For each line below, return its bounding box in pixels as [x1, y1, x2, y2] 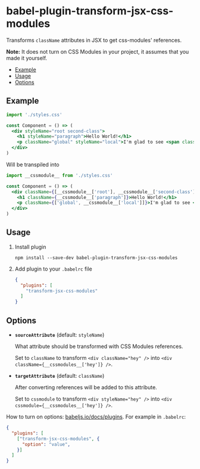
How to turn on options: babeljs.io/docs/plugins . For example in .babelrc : [6, 413, 186, 420]
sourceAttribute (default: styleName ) [14, 331, 105, 338]
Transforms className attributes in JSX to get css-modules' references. [6, 36, 182, 44]
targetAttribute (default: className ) [14, 372, 105, 379]
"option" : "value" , [21, 441, 70, 448]
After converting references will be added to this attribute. [14, 384, 158, 391]
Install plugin [14, 243, 46, 250]
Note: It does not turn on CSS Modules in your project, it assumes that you [6, 48, 189, 55]
